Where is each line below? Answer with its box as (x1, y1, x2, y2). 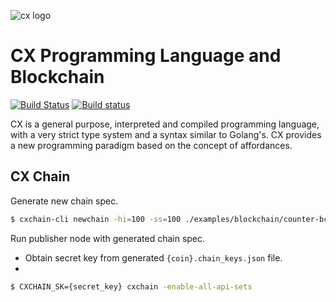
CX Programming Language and (10, 45, 282, 67)
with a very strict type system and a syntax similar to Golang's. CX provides (10, 128, 322, 140)
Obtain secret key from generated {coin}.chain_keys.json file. (24, 251, 283, 264)
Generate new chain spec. (10, 195, 119, 207)
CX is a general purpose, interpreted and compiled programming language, (10, 118, 320, 130)
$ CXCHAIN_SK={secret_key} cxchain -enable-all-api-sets (10, 281, 253, 292)
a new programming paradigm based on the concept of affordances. (10, 139, 293, 151)
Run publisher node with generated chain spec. (10, 232, 206, 244)
